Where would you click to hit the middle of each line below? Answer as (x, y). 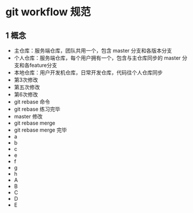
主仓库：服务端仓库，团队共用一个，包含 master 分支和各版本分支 (93, 51)
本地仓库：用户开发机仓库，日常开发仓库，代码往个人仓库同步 (88, 73)
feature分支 (43, 65)
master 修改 (28, 116)
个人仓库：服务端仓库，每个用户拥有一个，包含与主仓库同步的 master (97, 58)
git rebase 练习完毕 (37, 109)
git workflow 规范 (48, 12)
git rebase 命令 (32, 102)
